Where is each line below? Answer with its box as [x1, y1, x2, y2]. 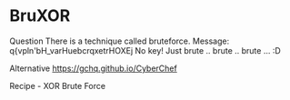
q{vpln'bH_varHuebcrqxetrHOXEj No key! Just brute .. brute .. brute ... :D [9, 45, 282, 55]
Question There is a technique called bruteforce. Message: [9, 35, 230, 46]
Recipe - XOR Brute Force [9, 80, 106, 91]
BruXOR [9, 5, 71, 26]
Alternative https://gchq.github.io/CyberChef [9, 63, 177, 74]
